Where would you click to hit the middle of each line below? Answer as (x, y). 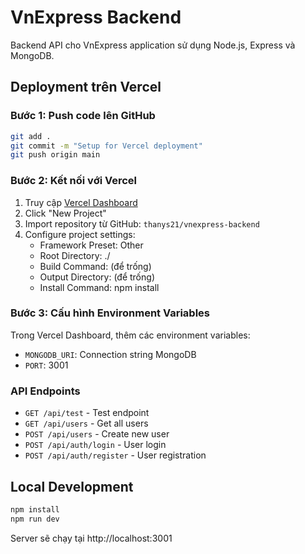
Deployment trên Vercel (86, 87)
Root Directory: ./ (75, 255)
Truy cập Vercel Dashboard (81, 202)
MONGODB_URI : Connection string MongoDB (110, 354)
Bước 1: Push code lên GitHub (83, 116)
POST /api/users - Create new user (97, 434)
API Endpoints (45, 391)
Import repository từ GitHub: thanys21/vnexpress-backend (142, 223)
